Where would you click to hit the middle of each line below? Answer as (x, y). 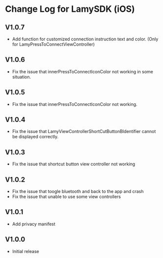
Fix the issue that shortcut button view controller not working (74, 164)
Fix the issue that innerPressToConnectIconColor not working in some (82, 71)
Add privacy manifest (34, 224)
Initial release (25, 251)
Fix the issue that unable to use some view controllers (66, 197)
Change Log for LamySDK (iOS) (70, 9)
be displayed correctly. (35, 137)
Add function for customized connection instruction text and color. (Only (85, 39)
